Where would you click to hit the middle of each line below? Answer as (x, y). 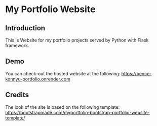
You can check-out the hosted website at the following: (63, 73)
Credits (17, 95)
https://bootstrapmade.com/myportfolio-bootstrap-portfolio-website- (78, 112)
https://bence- (136, 73)
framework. (17, 46)
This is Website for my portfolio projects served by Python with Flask (77, 40)
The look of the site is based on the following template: (63, 107)
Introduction (25, 28)
